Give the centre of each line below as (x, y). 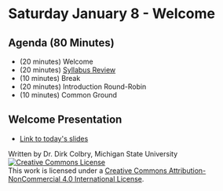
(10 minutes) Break (50, 78)
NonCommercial (35, 178)
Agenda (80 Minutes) (62, 43)
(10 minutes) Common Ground (68, 95)
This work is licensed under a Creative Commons (88, 171)
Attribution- (187, 171)
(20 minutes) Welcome (56, 61)
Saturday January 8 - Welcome (112, 14)
